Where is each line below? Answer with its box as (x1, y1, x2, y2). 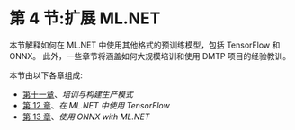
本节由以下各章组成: (9, 69, 84, 81)
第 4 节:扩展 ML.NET (9, 8, 161, 29)
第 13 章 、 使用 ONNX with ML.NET (22, 111, 150, 122)
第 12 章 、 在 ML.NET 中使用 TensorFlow (22, 100, 171, 110)
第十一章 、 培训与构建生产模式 (22, 89, 133, 100)
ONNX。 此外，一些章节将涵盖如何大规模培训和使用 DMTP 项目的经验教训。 (9, 50, 291, 61)
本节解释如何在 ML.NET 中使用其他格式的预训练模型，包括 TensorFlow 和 (9, 39, 281, 50)
